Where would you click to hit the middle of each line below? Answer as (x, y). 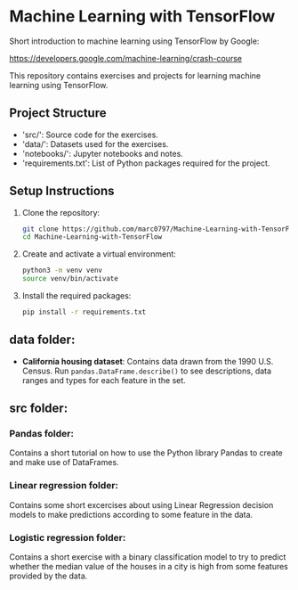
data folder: (42, 340)
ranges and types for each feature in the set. (104, 380)
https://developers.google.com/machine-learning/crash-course (126, 58)
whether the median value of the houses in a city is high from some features (149, 567)
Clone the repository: (61, 212)
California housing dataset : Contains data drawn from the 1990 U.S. (148, 361)
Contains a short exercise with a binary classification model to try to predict (148, 557)
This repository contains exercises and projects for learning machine (135, 75)
